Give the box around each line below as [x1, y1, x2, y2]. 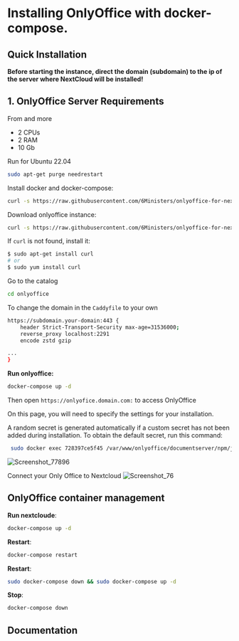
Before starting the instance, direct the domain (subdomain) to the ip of [7, 68, 223, 75]
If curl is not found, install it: [7, 237, 90, 245]
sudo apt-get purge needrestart [7, 171, 103, 178]
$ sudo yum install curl [7, 264, 81, 271]
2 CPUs [17, 128, 41, 137]
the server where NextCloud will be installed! [7, 75, 144, 83]
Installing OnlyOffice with [7, 5, 161, 21]
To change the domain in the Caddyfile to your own [7, 303, 159, 312]
